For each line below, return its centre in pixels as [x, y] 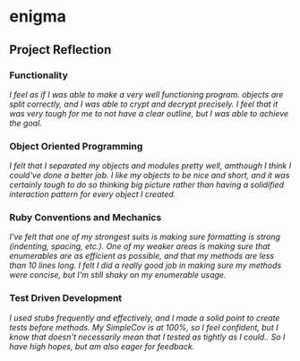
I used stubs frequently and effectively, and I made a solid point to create [145, 318]
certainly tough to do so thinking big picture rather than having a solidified [147, 185]
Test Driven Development [66, 298]
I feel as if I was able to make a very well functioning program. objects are [146, 94]
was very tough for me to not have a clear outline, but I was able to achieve [149, 113]
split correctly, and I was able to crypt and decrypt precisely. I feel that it [144, 104]
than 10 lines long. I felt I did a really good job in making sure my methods [146, 265]
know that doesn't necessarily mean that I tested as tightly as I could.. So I [147, 337]
